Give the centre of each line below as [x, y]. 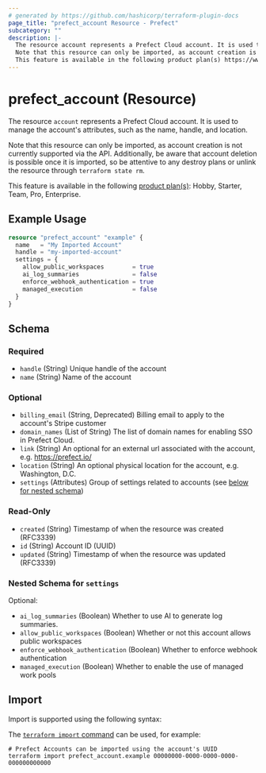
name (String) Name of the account [76, 377]
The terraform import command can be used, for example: [104, 734]
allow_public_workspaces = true [88, 267]
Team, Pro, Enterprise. [45, 194]
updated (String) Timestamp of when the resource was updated [122, 554]
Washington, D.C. [48, 474]
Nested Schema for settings [64, 583]
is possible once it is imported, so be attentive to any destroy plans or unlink [132, 162]
